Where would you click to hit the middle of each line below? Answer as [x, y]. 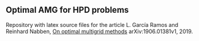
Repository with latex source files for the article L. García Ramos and [92, 24]
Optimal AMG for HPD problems [67, 10]
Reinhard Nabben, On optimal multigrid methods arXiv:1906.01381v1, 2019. [99, 31]
